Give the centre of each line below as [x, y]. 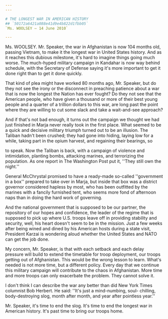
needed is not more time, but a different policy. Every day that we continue [82, 265]
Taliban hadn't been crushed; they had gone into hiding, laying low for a [79, 135]
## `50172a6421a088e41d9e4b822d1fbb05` [47, 24]
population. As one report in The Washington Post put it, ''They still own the [83, 162]
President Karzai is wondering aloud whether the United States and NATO [81, 234]
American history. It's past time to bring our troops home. [64, 311]
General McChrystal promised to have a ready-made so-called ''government [84, 177]
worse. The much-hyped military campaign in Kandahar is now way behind [83, 63]
